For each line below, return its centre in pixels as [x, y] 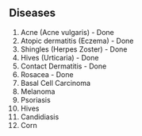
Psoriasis [35, 99]
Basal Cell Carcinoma [55, 83]
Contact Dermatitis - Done [63, 66]
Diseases [33, 13]
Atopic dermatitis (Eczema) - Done [77, 41]
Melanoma [38, 91]
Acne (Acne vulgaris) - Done [67, 32]
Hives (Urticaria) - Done [59, 57]
